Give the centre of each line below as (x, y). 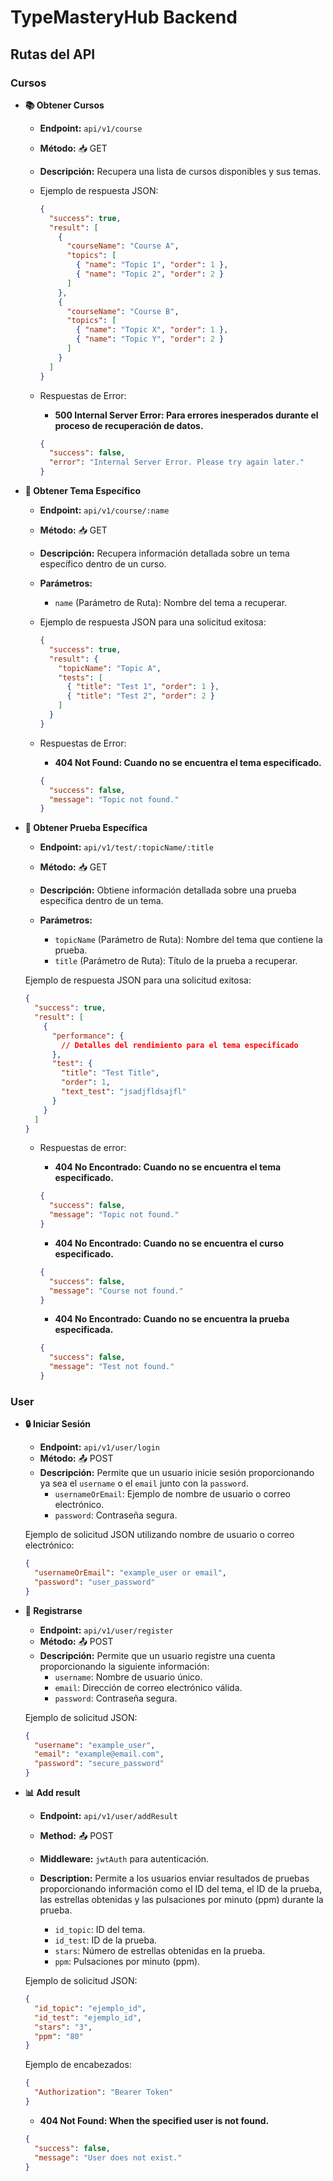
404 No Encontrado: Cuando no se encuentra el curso (169, 1243)
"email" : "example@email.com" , (99, 1754)
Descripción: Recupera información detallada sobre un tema (164, 553)
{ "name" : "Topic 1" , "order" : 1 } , (152, 265)
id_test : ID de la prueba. (106, 1940)
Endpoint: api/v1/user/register (106, 1630)
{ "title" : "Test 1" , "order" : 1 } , (143, 687)
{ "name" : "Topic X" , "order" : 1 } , (152, 330)
